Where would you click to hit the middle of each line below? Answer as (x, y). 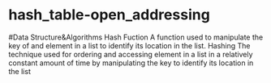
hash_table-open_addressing (110, 15)
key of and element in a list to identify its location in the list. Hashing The (129, 45)
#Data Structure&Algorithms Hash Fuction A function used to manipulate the (136, 37)
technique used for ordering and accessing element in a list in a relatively (131, 54)
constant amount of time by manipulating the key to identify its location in (131, 63)
